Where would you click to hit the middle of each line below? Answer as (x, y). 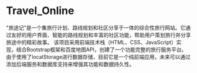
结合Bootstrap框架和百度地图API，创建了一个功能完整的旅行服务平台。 (101, 49)
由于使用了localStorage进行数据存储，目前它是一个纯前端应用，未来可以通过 (98, 57)
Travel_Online (40, 11)
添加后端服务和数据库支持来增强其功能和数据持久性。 (70, 64)
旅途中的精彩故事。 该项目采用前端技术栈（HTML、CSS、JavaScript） (91, 42)
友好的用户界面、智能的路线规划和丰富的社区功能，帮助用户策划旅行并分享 (101, 35)
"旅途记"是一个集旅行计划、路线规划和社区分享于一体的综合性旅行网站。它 (96, 27)
